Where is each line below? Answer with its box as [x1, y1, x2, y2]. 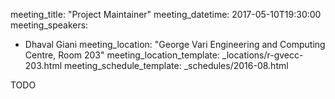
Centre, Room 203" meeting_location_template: [24, 49, 220, 61]
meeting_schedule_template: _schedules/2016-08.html [63, 60, 289, 71]
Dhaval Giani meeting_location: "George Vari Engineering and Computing [24, 39, 326, 50]
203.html [24, 60, 63, 71]
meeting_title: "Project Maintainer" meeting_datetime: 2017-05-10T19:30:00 [10, 9, 322, 20]
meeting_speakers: [10, 19, 89, 31]
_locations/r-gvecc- [221, 49, 304, 61]
